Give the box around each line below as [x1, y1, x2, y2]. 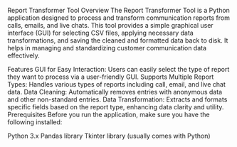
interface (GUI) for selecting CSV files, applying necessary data [7, 28, 194, 37]
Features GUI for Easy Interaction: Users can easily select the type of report [7, 65, 230, 73]
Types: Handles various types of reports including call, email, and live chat [7, 80, 226, 88]
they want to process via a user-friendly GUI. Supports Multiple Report [7, 72, 214, 81]
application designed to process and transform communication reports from [7, 13, 230, 22]
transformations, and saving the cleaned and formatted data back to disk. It [7, 36, 228, 45]
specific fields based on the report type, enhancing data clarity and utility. [7, 103, 224, 111]
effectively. [7, 51, 41, 60]
